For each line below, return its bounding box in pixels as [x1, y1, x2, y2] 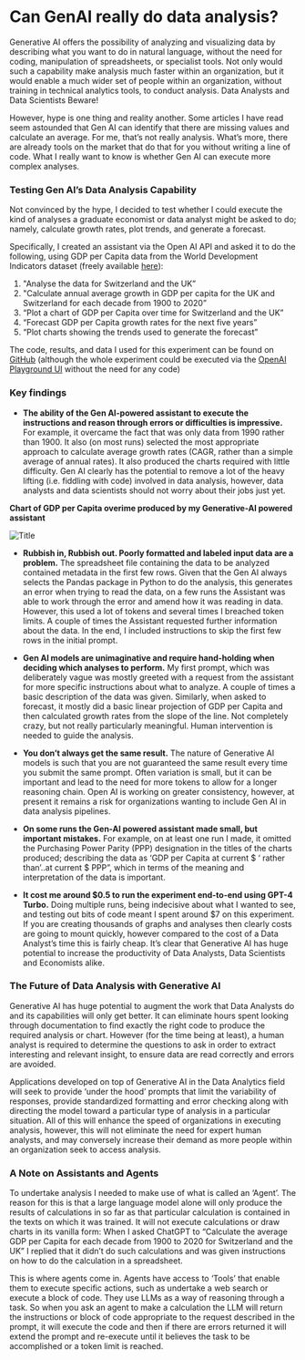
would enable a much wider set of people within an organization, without [9, 75, 282, 86]
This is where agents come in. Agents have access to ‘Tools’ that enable [9, 1273, 280, 1284]
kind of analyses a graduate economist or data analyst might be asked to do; [9, 214, 297, 225]
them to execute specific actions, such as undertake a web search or [9, 1283, 269, 1293]
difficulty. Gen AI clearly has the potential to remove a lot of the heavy [22, 465, 285, 476]
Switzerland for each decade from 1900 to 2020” [22, 298, 208, 309]
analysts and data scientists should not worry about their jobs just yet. [22, 485, 286, 496]
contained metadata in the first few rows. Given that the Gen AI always [22, 567, 288, 578]
